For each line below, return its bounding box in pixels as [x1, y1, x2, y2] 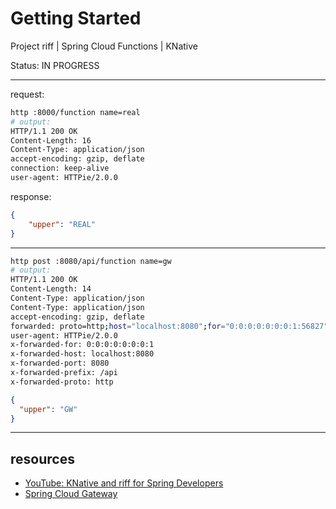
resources [10, 450, 75, 467]
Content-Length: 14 [10, 284, 92, 294]
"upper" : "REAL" [28, 219, 97, 229]
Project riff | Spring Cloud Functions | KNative [10, 40, 198, 52]
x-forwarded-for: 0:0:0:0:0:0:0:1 [10, 340, 155, 350]
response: [10, 190, 52, 202]
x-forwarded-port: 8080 [10, 358, 110, 369]
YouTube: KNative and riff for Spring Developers [24, 477, 224, 489]
